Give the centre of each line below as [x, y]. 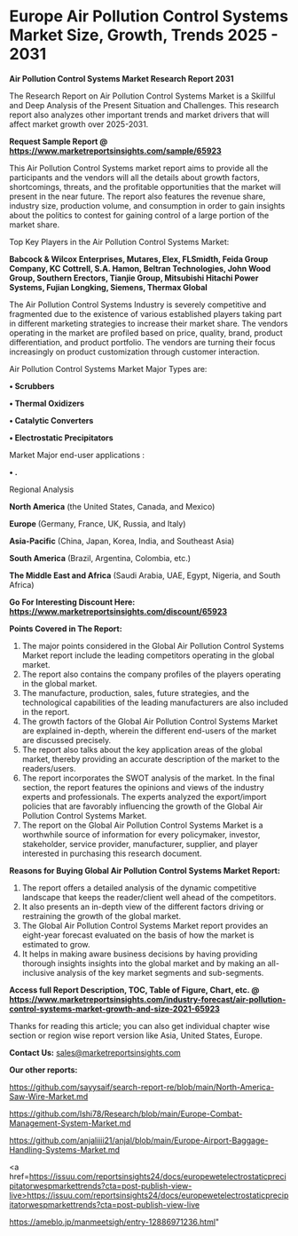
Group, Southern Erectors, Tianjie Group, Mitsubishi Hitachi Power [134, 278]
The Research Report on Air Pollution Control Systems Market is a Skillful [142, 96]
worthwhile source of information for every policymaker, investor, [141, 834]
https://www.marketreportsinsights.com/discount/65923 [118, 611]
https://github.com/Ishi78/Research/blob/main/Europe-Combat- [126, 1113]
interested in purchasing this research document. [112, 853]
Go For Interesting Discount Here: [72, 602]
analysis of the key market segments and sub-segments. [160, 972]
